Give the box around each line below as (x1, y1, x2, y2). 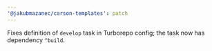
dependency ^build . (7, 35, 66, 44)
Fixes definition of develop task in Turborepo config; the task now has (7, 29, 205, 37)
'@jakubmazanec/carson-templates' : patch (7, 10, 128, 17)
